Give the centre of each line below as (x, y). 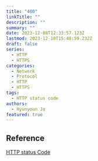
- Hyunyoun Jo (28, 109)
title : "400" (22, 11)
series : (15, 50)
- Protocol (24, 76)
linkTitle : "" (23, 17)
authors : (17, 104)
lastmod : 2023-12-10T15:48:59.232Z (49, 38)
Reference (25, 138)
